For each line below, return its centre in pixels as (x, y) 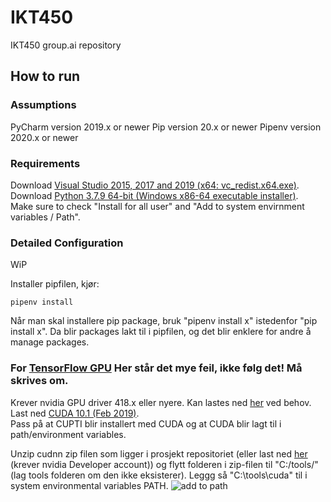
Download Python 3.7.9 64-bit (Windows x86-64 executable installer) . (154, 195)
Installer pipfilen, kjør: (55, 284)
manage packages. (50, 342)
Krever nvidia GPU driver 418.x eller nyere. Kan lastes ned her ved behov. (161, 402)
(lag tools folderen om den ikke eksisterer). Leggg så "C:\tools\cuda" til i (159, 475)
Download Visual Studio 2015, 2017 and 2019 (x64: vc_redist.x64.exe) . (155, 185)
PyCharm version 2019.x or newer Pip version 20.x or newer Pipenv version (166, 127)
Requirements (45, 163)
